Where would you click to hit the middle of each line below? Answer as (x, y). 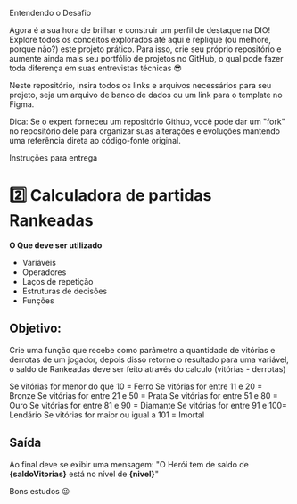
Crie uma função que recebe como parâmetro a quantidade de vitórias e (142, 350)
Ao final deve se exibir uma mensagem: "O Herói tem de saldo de (129, 464)
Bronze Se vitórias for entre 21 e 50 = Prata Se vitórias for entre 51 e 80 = (144, 395)
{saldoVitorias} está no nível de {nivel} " (84, 474)
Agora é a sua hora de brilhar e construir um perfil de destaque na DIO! (140, 30)
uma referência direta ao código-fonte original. (95, 140)
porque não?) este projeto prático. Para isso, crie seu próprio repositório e (146, 49)
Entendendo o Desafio (50, 13)
